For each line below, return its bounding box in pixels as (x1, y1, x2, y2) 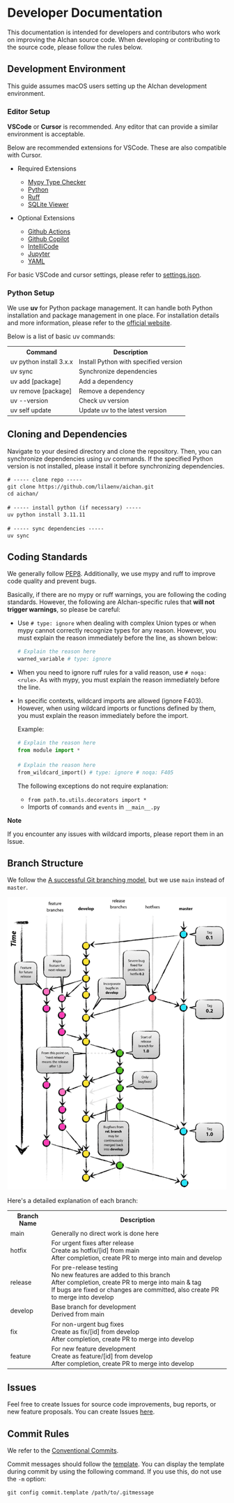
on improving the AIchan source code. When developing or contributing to (7, 35, 221, 43)
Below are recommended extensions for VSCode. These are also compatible (7, 143, 227, 152)
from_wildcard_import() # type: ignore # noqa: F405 (17, 769, 174, 776)
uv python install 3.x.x (10, 358, 73, 366)
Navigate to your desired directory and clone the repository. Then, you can (7, 447, 221, 455)
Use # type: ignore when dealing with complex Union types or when (17, 619, 217, 627)
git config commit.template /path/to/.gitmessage (7, 1489, 155, 1497)
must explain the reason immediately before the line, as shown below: (17, 634, 218, 642)
